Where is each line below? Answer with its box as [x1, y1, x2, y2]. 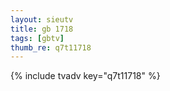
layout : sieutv [10, 14, 74, 25]
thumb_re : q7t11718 [10, 42, 92, 53]
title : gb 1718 [10, 24, 74, 34]
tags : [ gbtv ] [10, 33, 65, 43]
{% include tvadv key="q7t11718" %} [10, 70, 161, 82]
